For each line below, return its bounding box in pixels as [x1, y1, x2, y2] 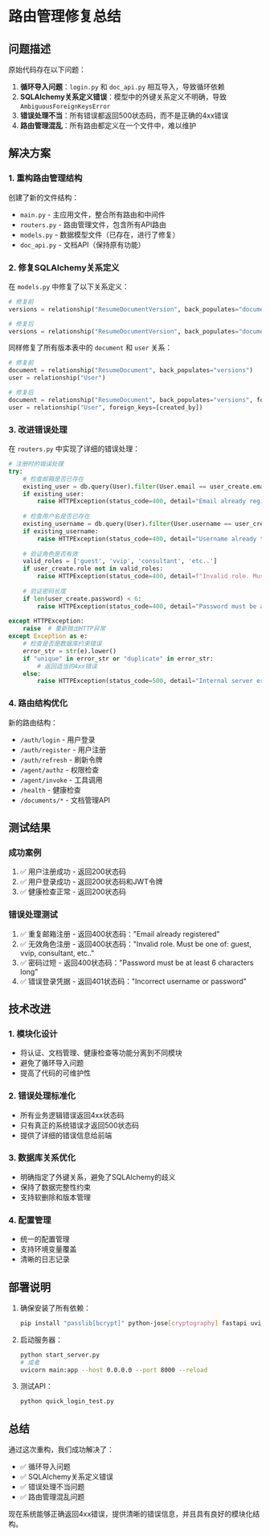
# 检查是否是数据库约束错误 [22, 640, 102, 648]
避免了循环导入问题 [19, 1058, 84, 1068]
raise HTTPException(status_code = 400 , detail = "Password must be [37, 602, 257, 611]
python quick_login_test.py [19, 1397, 114, 1406]
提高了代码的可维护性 [19, 1068, 91, 1078]
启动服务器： [19, 1335, 63, 1344]
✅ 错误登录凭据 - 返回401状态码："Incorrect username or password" [19, 976, 247, 986]
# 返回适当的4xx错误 [37, 662, 98, 670]
